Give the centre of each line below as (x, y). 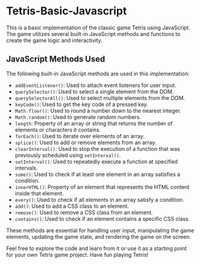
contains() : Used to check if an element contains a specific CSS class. (102, 219)
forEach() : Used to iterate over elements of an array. (80, 136)
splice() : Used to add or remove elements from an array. (86, 142)
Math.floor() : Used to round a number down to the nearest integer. (98, 110)
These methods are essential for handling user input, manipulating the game (100, 230)
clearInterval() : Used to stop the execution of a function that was (97, 148)
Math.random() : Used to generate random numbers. (78, 117)
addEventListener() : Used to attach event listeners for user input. (96, 85)
